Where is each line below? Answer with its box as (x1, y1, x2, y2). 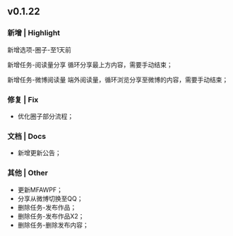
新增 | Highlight (7, 28, 61, 38)
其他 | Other (7, 168, 48, 178)
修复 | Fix (7, 94, 39, 104)
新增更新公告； (17, 149, 61, 157)
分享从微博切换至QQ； (17, 194, 83, 203)
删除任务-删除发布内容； (17, 221, 90, 229)
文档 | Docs (7, 131, 47, 141)
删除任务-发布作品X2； (17, 211, 85, 221)
